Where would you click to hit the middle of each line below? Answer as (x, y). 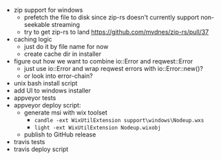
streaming (66, 24)
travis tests (29, 142)
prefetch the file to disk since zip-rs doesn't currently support (112, 17)
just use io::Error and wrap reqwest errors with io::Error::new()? (113, 69)
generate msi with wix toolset (66, 112)
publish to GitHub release (60, 134)
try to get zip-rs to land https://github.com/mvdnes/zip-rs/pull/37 (116, 32)
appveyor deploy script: (47, 105)
